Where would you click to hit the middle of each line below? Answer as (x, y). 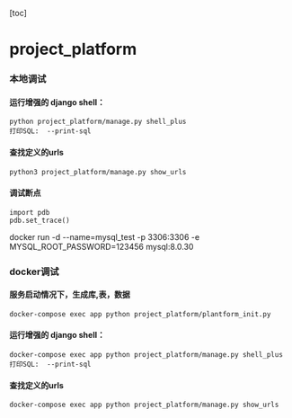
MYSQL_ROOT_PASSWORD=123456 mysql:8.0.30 (102, 246)
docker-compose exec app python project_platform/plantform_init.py (140, 314)
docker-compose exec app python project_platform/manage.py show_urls (144, 405)
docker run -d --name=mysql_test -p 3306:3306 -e (105, 236)
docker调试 (35, 271)
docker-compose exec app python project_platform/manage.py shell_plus (146, 355)
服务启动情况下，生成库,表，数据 (70, 295)
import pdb (30, 212)
